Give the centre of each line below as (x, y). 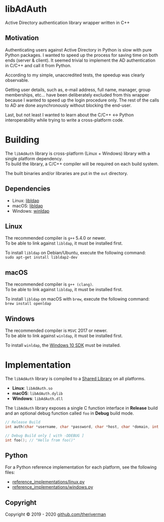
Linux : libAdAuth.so (32, 388)
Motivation (22, 38)
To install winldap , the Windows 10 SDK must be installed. (63, 345)
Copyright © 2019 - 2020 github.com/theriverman (56, 514)
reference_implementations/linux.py (48, 482)
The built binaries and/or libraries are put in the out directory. (67, 173)
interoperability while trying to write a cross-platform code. (64, 120)
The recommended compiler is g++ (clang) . (49, 284)
